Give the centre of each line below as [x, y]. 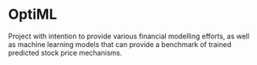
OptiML [33, 14]
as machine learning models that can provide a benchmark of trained [120, 44]
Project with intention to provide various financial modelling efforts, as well [129, 36]
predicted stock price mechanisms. [65, 52]
